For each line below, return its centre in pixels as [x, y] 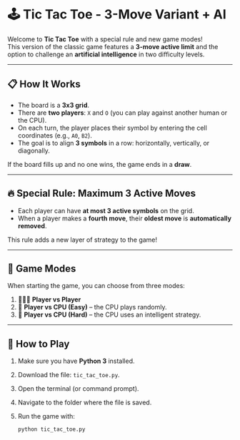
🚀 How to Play [39, 344]
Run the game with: [46, 416]
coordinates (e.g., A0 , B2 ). [55, 135]
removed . [32, 225]
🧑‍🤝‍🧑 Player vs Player [49, 300]
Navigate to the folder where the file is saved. [85, 403]
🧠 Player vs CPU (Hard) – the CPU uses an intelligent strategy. [109, 314]
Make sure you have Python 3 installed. [76, 361]
